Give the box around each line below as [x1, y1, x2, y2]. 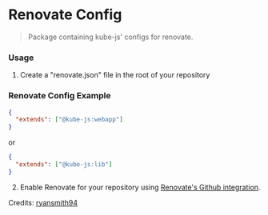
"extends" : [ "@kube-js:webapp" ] [15, 116, 124, 124]
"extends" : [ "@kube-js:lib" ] [15, 161, 113, 169]
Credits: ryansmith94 [8, 197, 78, 207]
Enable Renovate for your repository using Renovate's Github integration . [19, 182, 261, 192]
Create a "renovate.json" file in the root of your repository [19, 70, 210, 80]
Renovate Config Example [8, 90, 111, 102]
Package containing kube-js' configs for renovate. [27, 32, 194, 42]
